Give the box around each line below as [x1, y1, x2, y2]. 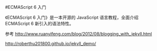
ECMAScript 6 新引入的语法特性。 [5, 21, 74, 26]
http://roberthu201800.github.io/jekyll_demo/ [5, 41, 96, 46]
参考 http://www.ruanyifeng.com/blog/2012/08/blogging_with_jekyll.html [5, 31, 152, 36]
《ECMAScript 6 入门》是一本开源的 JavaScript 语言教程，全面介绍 [5, 15, 139, 20]
